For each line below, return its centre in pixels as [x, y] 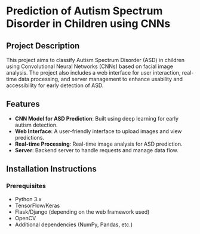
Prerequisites [26, 186]
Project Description [43, 46]
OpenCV [25, 218]
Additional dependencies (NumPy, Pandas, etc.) [74, 224]
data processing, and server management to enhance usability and [101, 79]
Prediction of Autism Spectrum [84, 11]
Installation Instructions [52, 169]
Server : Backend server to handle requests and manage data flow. [96, 150]
